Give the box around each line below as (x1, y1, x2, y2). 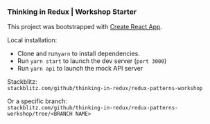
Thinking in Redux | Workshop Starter (7, 7, 137, 17)
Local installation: (7, 36, 58, 44)
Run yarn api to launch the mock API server (17, 64, 143, 73)
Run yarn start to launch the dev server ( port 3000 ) (17, 57, 167, 65)
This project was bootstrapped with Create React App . (7, 23, 163, 31)
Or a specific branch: (7, 97, 68, 105)
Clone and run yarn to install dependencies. (17, 49, 141, 58)
